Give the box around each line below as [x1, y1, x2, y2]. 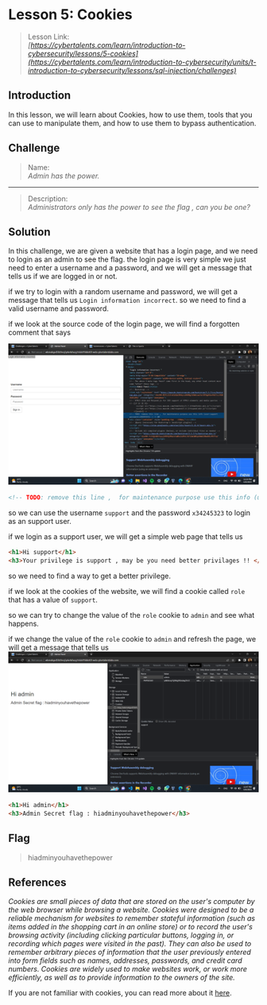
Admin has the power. [27, 171, 100, 180]
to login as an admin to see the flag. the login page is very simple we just [8, 254, 246, 264]
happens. [8, 619, 40, 628]
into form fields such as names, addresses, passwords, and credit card [8, 956, 242, 965]
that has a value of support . [8, 595, 98, 604]
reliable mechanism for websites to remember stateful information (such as [8, 914, 256, 923]
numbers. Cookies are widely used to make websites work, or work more [8, 964, 248, 974]
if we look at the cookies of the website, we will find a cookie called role [8, 586, 246, 596]
